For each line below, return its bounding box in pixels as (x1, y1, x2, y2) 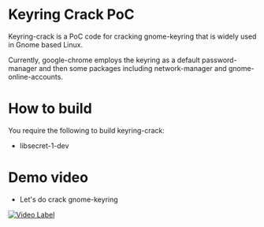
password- (202, 55, 238, 65)
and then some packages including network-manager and (39, 63, 227, 73)
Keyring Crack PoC (8, 6, 136, 24)
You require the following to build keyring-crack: (8, 125, 165, 135)
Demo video (8, 169, 89, 187)
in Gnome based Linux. (8, 39, 84, 49)
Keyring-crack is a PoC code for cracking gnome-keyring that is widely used (8, 32, 257, 41)
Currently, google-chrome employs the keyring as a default (8, 55, 201, 65)
